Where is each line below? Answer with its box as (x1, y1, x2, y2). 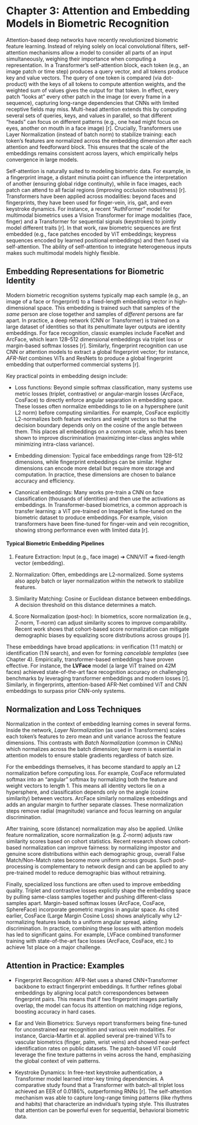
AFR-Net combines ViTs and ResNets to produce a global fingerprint (6, 354, 173, 362)
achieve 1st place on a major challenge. (6, 944, 102, 951)
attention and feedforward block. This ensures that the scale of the (6, 143, 169, 151)
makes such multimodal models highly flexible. (6, 249, 120, 256)
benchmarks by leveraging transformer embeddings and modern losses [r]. (6, 675, 190, 682)
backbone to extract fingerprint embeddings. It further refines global (14, 983, 182, 990)
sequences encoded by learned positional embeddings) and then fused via (6, 236, 189, 244)
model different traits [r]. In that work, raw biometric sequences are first (6, 224, 181, 231)
